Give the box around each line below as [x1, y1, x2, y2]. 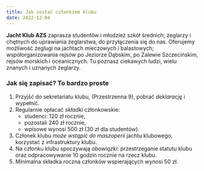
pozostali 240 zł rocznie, [24, 118, 86, 126]
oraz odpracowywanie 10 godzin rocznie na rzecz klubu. [15, 151, 157, 159]
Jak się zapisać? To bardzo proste [6, 79, 109, 87]
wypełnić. [15, 99, 40, 107]
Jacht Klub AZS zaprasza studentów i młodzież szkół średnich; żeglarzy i [6, 31, 191, 38]
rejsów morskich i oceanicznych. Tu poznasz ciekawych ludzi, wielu [6, 57, 177, 65]
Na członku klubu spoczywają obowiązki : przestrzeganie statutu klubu [15, 145, 192, 152]
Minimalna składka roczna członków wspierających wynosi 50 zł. [15, 158, 178, 165]
